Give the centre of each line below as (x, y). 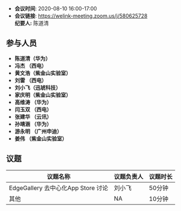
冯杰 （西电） (31, 65)
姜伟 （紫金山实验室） (41, 138)
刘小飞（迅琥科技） (38, 87)
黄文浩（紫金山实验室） (43, 73)
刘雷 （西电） (31, 80)
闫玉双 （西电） (33, 109)
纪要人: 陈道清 (32, 23)
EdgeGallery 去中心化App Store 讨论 (59, 188)
